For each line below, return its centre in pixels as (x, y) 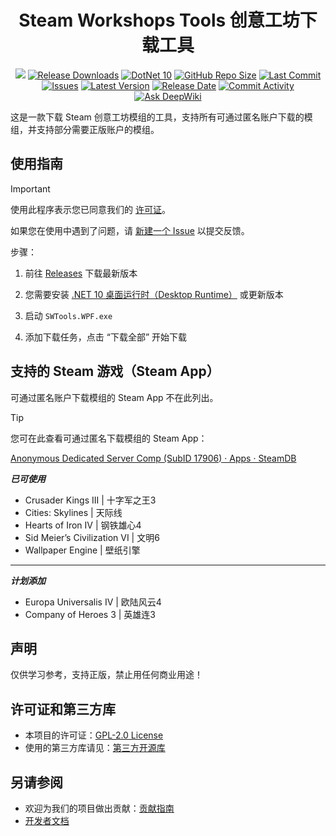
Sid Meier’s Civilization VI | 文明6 (92, 537)
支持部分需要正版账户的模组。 (98, 129)
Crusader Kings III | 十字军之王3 (90, 500)
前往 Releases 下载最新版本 (81, 273)
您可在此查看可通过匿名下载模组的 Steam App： (109, 438)
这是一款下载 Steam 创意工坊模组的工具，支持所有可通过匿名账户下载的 (157, 117)
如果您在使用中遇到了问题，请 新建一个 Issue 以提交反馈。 (130, 230)
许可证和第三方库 (63, 709)
